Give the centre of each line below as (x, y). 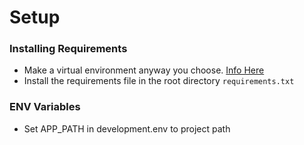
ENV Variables (45, 107)
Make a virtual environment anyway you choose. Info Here (144, 70)
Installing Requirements (68, 49)
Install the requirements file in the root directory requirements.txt (159, 81)
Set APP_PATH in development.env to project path (127, 128)
